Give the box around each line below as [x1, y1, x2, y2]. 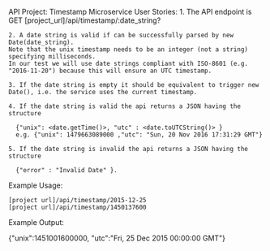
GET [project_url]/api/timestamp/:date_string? [8, 15, 161, 25]
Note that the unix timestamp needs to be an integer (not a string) [8, 45, 249, 54]
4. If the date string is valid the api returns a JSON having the [8, 102, 242, 110]
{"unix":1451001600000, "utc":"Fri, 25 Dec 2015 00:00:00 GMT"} [8, 233, 225, 243]
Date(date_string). [8, 38, 75, 46]
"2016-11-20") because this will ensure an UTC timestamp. [8, 67, 212, 75]
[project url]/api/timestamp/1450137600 [8, 203, 148, 211]
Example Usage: [8, 180, 63, 190]
